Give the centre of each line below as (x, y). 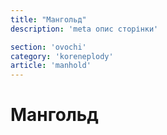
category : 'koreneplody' (62, 56)
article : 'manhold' (51, 66)
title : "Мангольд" (48, 19)
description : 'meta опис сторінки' (84, 29)
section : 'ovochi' (48, 47)
